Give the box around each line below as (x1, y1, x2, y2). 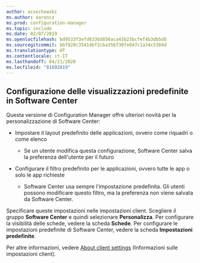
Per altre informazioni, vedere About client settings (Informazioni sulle (6, 244, 178, 251)
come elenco (14, 135, 47, 143)
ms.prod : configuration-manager (6, 20, 87, 26)
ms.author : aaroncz (6, 14, 55, 20)
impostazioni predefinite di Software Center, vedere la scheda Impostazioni (6, 226, 193, 233)
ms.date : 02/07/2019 (6, 31, 58, 37)
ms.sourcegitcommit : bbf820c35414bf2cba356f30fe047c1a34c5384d (6, 42, 167, 48)
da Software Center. (23, 196, 73, 203)
